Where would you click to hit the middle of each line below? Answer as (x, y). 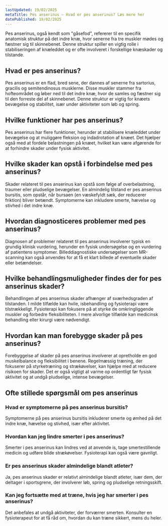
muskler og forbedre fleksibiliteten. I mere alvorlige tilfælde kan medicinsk (82, 315)
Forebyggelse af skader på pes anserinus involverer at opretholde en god (81, 356)
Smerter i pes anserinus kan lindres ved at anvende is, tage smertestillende (83, 447)
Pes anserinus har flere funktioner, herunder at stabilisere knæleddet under (83, 132)
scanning (15, 257)
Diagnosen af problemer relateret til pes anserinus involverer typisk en (78, 241)
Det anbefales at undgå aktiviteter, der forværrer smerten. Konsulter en (78, 512)
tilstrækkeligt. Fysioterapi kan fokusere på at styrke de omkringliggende (79, 309)
